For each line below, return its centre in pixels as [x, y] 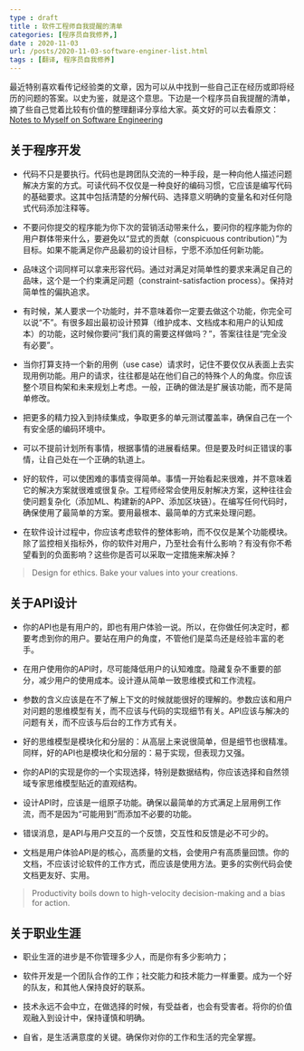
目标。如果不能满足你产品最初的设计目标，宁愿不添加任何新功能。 [145, 249]
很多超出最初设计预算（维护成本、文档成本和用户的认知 [172, 322]
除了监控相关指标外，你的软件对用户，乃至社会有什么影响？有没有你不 [153, 543]
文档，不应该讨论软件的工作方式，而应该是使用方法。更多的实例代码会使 [157, 863]
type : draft [34, 18]
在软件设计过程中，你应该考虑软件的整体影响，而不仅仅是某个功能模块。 [157, 532]
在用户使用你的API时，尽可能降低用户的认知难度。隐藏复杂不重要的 [148, 669]
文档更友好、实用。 [58, 874]
